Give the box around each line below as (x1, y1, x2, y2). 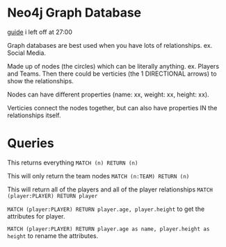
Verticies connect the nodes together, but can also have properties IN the (7, 103, 218, 112)
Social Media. (7, 49, 47, 57)
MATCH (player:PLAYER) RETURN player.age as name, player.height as (7, 225, 210, 232)
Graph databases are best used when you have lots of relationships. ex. (7, 41, 213, 49)
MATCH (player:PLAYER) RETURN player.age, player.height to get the (7, 205, 205, 213)
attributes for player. (7, 212, 65, 220)
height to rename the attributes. (7, 231, 99, 240)
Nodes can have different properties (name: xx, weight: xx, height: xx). (7, 90, 210, 99)
